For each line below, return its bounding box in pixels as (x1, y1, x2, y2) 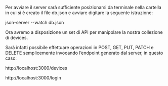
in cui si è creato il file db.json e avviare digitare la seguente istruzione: (5, 10, 153, 16)
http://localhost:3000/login (5, 75, 62, 80)
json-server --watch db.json (5, 20, 64, 25)
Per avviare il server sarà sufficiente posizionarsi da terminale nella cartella (5, 5, 162, 10)
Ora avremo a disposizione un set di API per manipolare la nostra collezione (5, 29, 163, 35)
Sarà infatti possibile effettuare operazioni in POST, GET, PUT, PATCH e (5, 45, 154, 50)
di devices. (5, 35, 28, 40)
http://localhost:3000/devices (5, 65, 67, 71)
